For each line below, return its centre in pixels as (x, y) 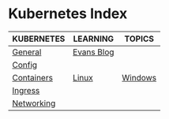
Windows (139, 77)
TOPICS (139, 39)
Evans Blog (93, 52)
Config (25, 65)
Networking (34, 103)
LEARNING (94, 39)
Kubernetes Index (68, 14)
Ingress (26, 90)
